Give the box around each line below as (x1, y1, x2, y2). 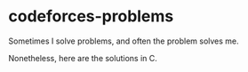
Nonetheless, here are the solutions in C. (8, 52, 157, 63)
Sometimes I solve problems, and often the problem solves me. (8, 36, 239, 46)
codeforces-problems (8, 6, 174, 27)
